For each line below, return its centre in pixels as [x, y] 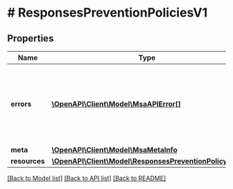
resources [28, 161]
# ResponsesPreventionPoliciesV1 [107, 13]
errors [21, 104]
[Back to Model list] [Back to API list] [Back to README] [87, 178]
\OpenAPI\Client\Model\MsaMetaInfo [115, 150]
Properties [31, 38]
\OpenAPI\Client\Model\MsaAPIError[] [116, 104]
